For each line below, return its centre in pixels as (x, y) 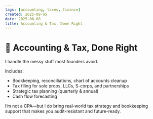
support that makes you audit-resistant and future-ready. (63, 111)
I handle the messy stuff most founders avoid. (52, 62)
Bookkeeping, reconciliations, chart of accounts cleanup (70, 81)
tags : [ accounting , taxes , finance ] (43, 10)
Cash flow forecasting (35, 96)
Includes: (14, 71)
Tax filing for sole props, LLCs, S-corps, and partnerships (71, 86)
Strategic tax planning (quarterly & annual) (55, 91)
